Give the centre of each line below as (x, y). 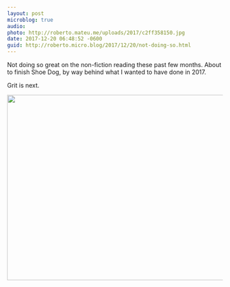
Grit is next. (23, 85)
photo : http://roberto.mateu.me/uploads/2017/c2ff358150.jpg (96, 33)
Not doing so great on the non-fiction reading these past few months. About (114, 65)
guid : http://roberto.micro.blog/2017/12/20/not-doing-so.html (99, 45)
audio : (16, 26)
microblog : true (30, 20)
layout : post (26, 13)
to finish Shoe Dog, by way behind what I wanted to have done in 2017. (107, 72)
